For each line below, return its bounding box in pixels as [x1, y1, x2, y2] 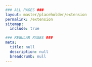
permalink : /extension [5, 17, 53, 22]
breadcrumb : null [10, 54, 47, 59]
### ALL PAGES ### [5, 7, 44, 13]
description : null [10, 49, 49, 54]
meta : [5, 40, 17, 45]
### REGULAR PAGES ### [5, 35, 53, 40]
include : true [10, 26, 39, 31]
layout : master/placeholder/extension [5, 12, 87, 17]
